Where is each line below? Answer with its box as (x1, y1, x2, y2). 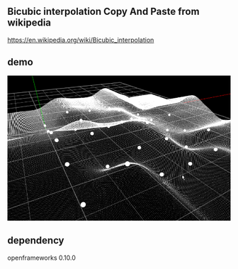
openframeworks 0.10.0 (7, 253, 76, 262)
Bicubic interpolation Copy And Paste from (7, 6, 200, 18)
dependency (7, 234, 65, 247)
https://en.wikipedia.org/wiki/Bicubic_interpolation (7, 35, 154, 44)
